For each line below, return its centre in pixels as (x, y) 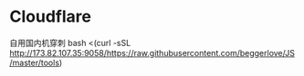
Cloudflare (50, 17)
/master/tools (35, 62)
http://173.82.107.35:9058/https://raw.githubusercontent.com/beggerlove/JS (152, 52)
